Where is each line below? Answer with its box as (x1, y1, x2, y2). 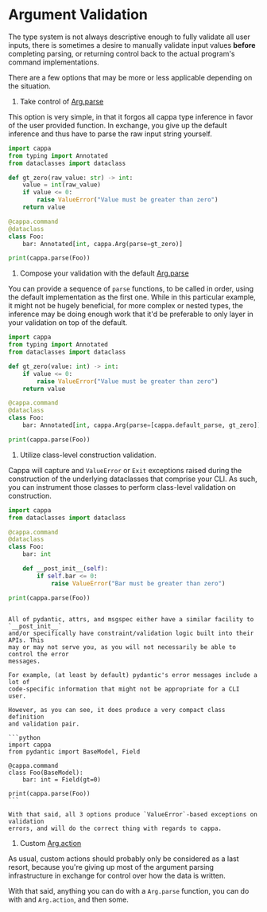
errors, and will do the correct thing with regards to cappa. (8, 824, 222, 832)
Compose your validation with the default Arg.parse (19, 268, 189, 278)
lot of (8, 678, 30, 686)
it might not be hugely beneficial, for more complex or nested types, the (8, 301, 244, 311)
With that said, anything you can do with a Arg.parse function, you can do (8, 886, 250, 895)
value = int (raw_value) (22, 181, 102, 189)
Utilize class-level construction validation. (19, 450, 157, 460)
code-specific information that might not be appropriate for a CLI (8, 685, 240, 693)
